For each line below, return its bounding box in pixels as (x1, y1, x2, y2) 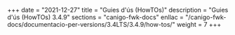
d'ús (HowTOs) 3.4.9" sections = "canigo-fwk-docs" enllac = (7, 13, 184, 21)
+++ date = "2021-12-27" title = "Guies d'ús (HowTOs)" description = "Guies (7, 6, 229, 14)
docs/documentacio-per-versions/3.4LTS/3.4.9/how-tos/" (7, 21, 175, 28)
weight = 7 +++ (176, 21, 222, 28)
